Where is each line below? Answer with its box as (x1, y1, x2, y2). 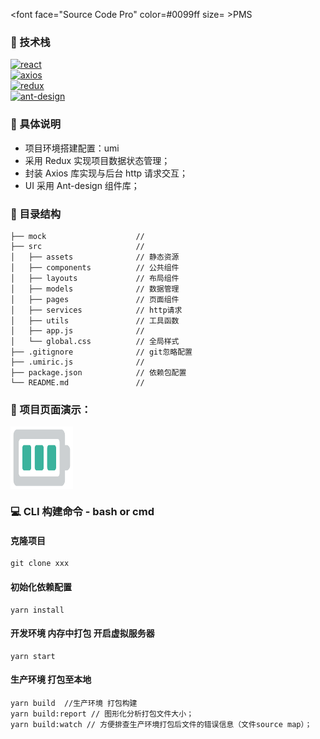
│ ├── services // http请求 (10, 305, 183, 315)
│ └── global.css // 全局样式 (10, 336, 180, 346)
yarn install (10, 605, 65, 615)
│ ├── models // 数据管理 (10, 284, 180, 294)
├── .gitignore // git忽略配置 (10, 347, 193, 357)
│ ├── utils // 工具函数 (10, 315, 180, 326)
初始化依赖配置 (10, 580, 72, 593)
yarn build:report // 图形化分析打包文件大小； (10, 709, 195, 719)
